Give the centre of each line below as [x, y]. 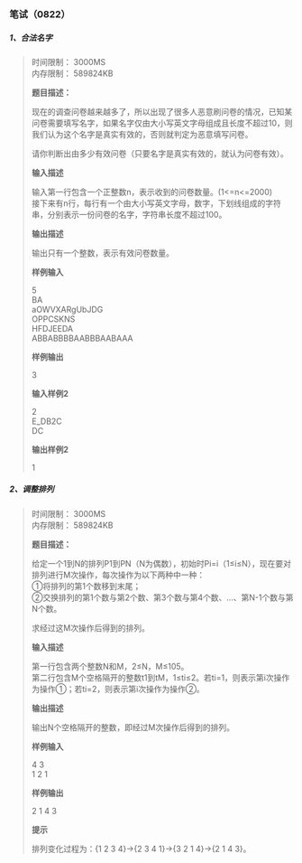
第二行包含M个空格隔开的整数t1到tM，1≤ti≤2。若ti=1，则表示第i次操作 [160, 677]
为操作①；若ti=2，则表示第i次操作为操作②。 [118, 689]
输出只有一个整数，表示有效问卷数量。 [102, 253]
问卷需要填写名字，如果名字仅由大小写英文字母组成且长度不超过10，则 [162, 123]
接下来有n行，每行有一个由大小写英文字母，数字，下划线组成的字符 [156, 203]
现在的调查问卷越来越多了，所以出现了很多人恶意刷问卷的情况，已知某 [162, 111]
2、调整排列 [32, 489]
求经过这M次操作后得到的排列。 [91, 628]
